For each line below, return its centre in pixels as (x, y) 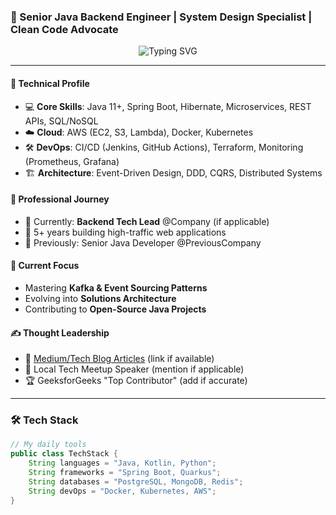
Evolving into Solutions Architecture (100, 298)
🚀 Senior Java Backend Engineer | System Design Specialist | (161, 17)
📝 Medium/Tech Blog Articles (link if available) (119, 359)
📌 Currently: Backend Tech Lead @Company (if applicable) (147, 221)
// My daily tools (48, 445)
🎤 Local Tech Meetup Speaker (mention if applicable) (134, 369)
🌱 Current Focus (45, 266)
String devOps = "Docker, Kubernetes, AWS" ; (122, 491)
